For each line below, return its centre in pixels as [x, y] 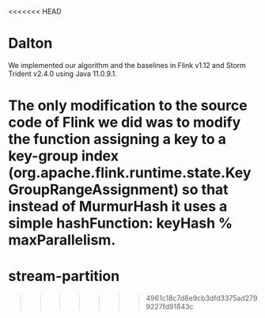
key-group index [63, 156]
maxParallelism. [62, 240]
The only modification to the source [128, 106]
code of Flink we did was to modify [125, 123]
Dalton [30, 44]
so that [205, 190]
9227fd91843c [170, 307]
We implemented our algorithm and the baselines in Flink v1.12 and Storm [127, 65]
